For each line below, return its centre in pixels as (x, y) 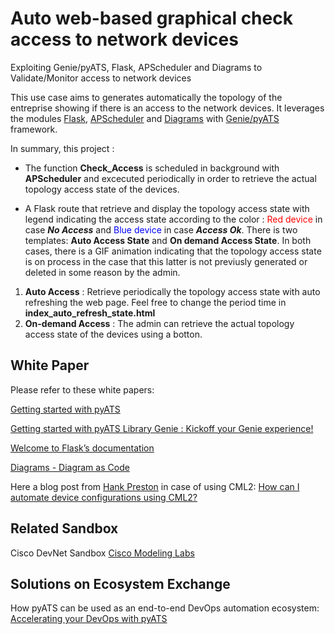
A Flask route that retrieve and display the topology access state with (167, 208)
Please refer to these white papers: (82, 389)
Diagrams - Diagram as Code (70, 467)
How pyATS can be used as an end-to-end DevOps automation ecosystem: (165, 608)
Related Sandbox (64, 528)
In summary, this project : (62, 148)
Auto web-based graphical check (151, 18)
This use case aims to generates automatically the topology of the (146, 97)
